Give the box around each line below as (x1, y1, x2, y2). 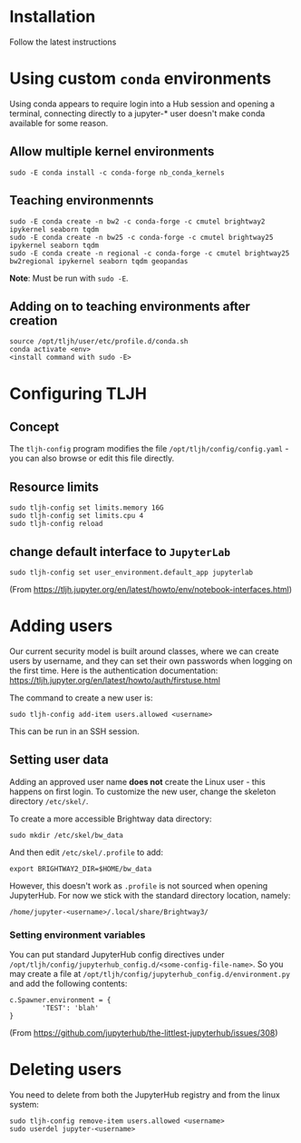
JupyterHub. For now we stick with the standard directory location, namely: (9, 890, 291, 900)
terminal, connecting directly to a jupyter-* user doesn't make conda (9, 107, 266, 119)
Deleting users (9, 1059, 122, 1080)
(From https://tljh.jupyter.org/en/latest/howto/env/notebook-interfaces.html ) (9, 583, 293, 594)
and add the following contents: (9, 978, 128, 989)
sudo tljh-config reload (9, 520, 103, 529)
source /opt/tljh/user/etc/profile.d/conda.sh (9, 337, 189, 346)
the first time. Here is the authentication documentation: (9, 665, 218, 676)
